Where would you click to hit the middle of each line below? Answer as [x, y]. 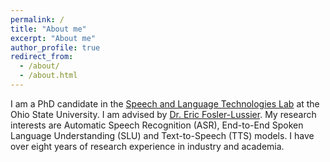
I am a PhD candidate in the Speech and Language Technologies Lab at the [165, 103]
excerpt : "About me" [53, 38]
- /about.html [48, 76]
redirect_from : [42, 57]
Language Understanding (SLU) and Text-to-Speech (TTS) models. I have [162, 135]
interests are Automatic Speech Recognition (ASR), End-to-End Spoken [157, 125]
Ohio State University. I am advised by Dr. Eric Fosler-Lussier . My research [163, 114]
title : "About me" [48, 29]
